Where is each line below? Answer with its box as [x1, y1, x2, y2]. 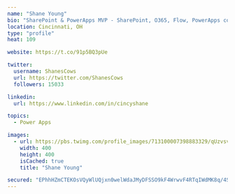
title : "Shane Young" [20, 164, 83, 171]
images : [7, 132, 30, 139]
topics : [7, 112, 30, 119]
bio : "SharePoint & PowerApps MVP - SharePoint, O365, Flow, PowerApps [7, 17, 220, 24]
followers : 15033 [13, 81, 64, 88]
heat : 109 [7, 36, 36, 43]
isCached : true [20, 158, 64, 165]
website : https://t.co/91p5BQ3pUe [7, 49, 108, 56]
